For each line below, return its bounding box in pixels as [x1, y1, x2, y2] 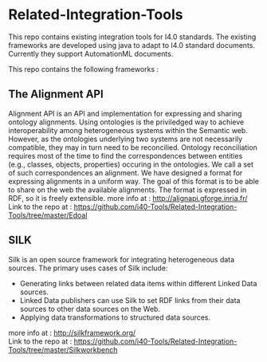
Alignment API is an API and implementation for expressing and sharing [8, 108, 242, 118]
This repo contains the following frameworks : [8, 64, 159, 73]
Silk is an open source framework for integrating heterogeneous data [8, 254, 235, 264]
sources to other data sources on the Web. [19, 304, 161, 313]
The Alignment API [8, 88, 104, 101]
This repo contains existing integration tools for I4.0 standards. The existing [8, 32, 257, 41]
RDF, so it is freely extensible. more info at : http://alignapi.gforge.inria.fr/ [8, 193, 248, 203]
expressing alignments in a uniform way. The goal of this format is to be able [8, 176, 259, 186]
